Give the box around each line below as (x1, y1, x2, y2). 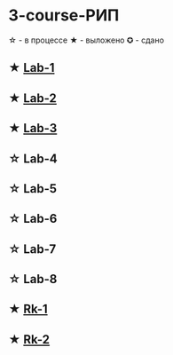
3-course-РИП (8, 5, 120, 26)
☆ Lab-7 (8, 241, 57, 256)
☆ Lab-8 (8, 272, 58, 287)
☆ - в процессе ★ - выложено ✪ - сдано (8, 35, 165, 45)
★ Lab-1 (8, 60, 55, 75)
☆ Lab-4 (8, 151, 59, 166)
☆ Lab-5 (8, 181, 58, 196)
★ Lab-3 (8, 121, 58, 136)
